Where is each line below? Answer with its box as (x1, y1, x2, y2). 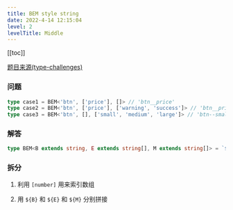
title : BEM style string (7, 10, 79, 17)
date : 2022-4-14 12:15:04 (7, 17, 82, 24)
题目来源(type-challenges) (7, 63, 83, 72)
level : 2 (7, 23, 33, 30)
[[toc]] (7, 49, 26, 57)
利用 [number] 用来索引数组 (17, 180, 95, 188)
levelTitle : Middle (7, 29, 64, 37)
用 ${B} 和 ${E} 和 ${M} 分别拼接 (17, 195, 108, 203)
